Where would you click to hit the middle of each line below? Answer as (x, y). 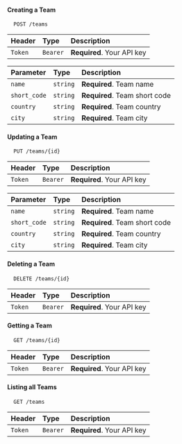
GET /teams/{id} (37, 340)
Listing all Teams (32, 387)
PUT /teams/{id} (37, 152)
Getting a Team (30, 325)
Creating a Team (32, 10)
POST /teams (31, 24)
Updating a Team (32, 137)
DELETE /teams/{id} (42, 279)
